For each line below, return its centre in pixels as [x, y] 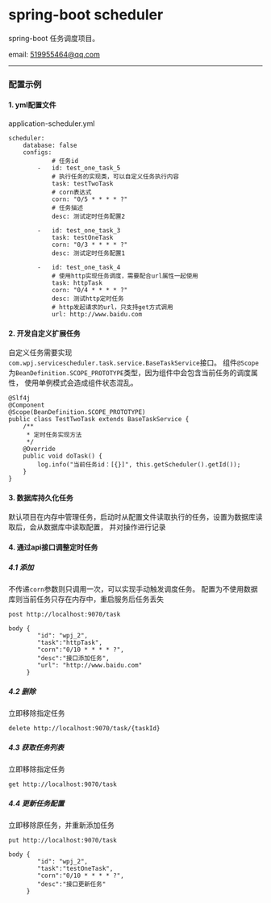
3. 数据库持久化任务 [41, 497]
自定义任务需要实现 [40, 353]
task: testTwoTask [82, 184]
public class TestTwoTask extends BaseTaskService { [99, 420]
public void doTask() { [63, 456]
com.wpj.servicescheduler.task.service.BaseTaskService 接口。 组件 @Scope [134, 363]
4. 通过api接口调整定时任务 [53, 547]
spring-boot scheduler [86, 15]
